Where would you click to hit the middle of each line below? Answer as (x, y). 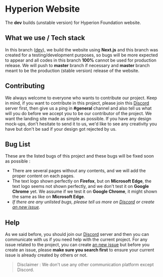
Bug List (18, 144)
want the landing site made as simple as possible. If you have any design (78, 118)
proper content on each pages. (43, 176)
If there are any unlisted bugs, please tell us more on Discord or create (83, 202)
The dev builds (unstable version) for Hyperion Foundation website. (73, 23)
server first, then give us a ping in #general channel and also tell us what (79, 108)
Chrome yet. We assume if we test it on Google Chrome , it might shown (85, 191)
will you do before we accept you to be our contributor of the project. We (79, 113)
